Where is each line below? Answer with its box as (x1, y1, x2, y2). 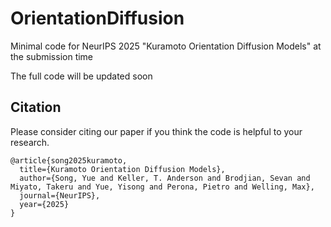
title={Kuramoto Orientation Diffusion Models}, (19, 164, 226, 174)
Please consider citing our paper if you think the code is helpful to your (10, 125, 303, 137)
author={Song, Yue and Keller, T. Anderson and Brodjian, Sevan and (19, 173, 311, 183)
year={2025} (19, 199, 70, 209)
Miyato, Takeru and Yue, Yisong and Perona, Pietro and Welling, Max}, (10, 182, 315, 192)
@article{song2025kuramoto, (10, 155, 128, 166)
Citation (10, 99, 62, 116)
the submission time (10, 50, 94, 62)
